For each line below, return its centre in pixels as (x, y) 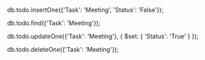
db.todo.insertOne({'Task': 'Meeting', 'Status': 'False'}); (85, 10)
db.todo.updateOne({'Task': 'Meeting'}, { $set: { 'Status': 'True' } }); (103, 36)
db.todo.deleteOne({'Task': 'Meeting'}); (63, 49)
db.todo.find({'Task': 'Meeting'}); (54, 23)
